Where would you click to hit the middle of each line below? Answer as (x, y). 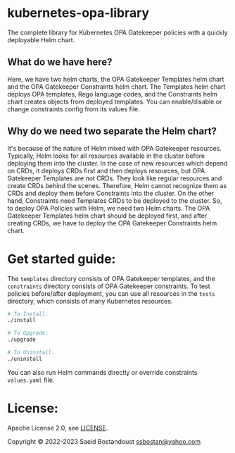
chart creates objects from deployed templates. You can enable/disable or (115, 101)
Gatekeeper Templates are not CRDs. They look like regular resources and (115, 178)
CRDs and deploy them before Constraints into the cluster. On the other (111, 193)
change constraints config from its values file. (74, 109)
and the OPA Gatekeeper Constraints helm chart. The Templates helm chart (116, 87)
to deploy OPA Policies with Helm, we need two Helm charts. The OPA (109, 208)
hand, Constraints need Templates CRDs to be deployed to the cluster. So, (115, 200)
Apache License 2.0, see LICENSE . (58, 428)
